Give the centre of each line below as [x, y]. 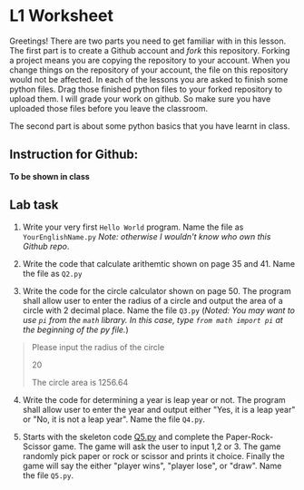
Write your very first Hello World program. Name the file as [133, 227]
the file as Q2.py [52, 273]
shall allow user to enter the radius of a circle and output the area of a [152, 300]
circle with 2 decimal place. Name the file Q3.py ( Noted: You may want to [158, 310]
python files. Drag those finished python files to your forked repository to [146, 89]
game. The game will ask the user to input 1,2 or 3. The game [167, 446]
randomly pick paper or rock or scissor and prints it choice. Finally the [153, 456]
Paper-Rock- [250, 436]
